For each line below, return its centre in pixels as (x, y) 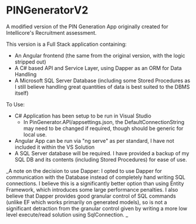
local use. (35, 134)
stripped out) (30, 62)
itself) (21, 93)
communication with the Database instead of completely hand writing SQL (96, 177)
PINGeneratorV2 (47, 10)
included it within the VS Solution (55, 147)
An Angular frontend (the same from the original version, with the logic (100, 55)
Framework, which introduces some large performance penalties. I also (92, 189)
